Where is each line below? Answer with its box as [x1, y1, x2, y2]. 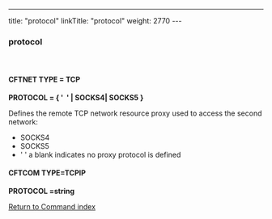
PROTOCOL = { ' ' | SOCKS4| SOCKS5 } [8, 92, 144, 102]
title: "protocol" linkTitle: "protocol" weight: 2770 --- [8, 16, 182, 25]
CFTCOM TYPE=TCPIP [8, 168, 87, 178]
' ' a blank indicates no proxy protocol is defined [19, 150, 181, 159]
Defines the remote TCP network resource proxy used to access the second [8, 108, 262, 118]
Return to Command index [8, 201, 96, 211]
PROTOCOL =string [8, 186, 75, 196]
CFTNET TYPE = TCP [8, 74, 81, 85]
